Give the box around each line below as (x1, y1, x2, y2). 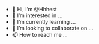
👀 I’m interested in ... (11, 12, 63, 19)
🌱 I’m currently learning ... (11, 18, 76, 25)
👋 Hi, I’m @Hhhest (11, 6, 57, 12)
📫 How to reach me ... (11, 32, 68, 38)
